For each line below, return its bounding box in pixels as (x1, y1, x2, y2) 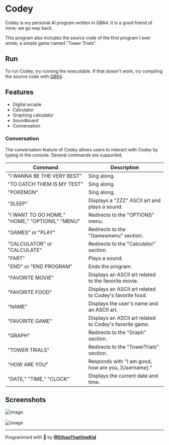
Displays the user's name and (88, 300, 158, 307)
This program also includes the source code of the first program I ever (5, 35, 151, 41)
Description (110, 164, 139, 171)
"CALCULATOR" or (8, 240, 52, 247)
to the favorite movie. (88, 277, 138, 284)
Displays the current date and (88, 372, 158, 379)
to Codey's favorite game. (88, 320, 149, 327)
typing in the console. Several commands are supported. (5, 152, 123, 158)
